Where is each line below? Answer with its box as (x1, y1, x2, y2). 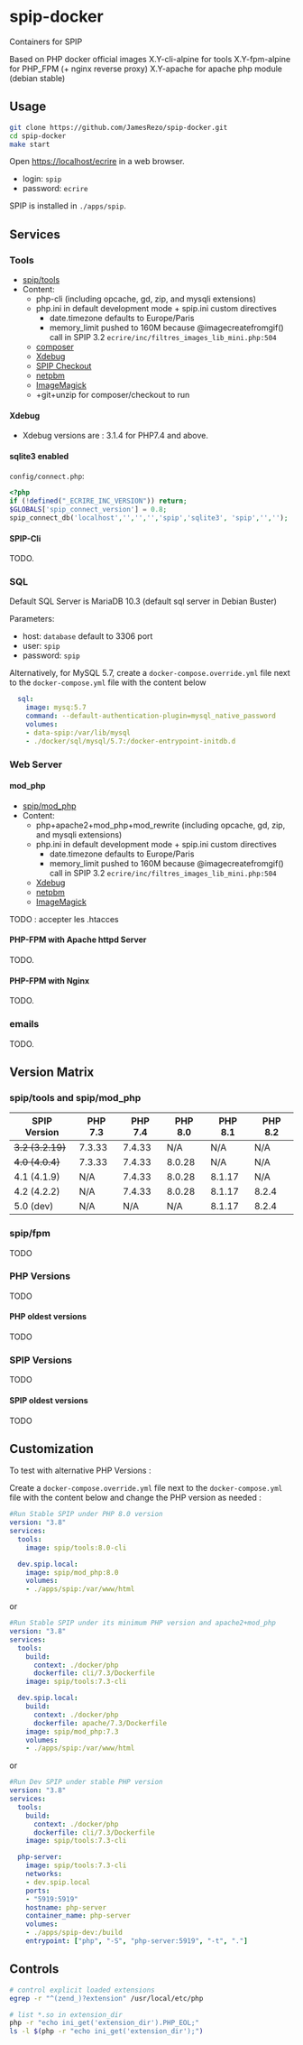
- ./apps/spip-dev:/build (25, 1929, 124, 1938)
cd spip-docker (9, 131, 67, 141)
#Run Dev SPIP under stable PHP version (9, 1778, 164, 1787)
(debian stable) (9, 72, 66, 83)
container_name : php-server (25, 1911, 131, 1920)
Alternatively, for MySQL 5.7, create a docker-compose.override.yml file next (9, 668, 290, 679)
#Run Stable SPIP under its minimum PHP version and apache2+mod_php (9, 1618, 277, 1628)
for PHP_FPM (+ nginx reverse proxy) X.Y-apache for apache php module (9, 63, 282, 74)
